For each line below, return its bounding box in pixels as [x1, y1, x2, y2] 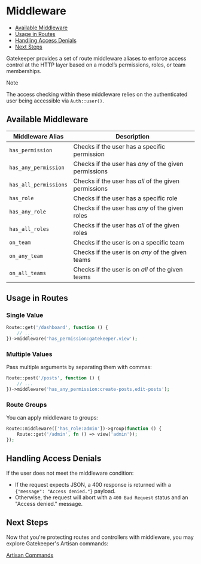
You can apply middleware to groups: [6, 414, 99, 421]
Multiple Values [6, 349, 53, 358]
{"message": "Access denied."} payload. [14, 487, 116, 494]
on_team [9, 239, 31, 246]
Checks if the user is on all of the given [73, 265, 183, 273]
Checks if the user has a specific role [73, 194, 178, 202]
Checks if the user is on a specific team [73, 238, 184, 246]
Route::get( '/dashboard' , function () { [6, 325, 109, 331]
